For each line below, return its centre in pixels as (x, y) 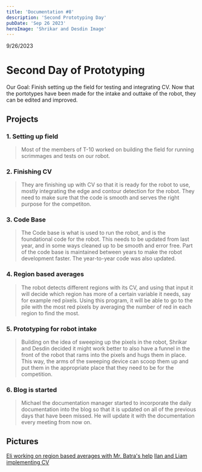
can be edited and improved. (42, 100)
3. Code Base (26, 220)
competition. (37, 374)
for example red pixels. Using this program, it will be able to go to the (107, 300)
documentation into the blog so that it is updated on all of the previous (109, 410)
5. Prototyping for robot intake (52, 329)
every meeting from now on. (56, 422)
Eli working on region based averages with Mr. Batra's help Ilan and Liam (97, 456)
